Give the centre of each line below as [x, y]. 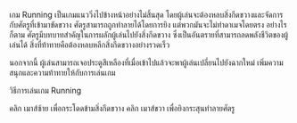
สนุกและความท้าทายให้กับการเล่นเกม [62, 73]
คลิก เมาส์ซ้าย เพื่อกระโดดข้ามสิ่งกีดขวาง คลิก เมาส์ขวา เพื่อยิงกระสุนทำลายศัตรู [122, 108]
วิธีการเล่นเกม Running [45, 90]
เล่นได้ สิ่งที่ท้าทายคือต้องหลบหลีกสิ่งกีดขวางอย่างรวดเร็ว [90, 45]
